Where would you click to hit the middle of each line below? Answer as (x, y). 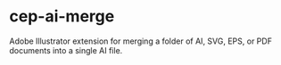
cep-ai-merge (62, 16)
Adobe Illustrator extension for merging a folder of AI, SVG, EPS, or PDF (140, 41)
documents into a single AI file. (66, 50)
